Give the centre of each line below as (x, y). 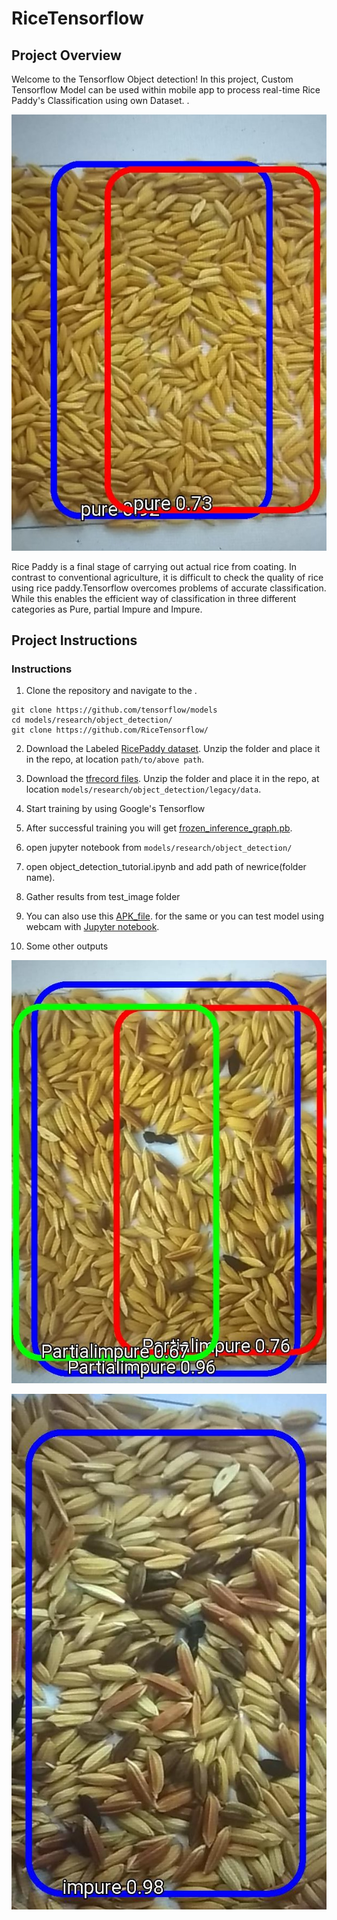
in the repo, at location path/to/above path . (115, 759)
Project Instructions (74, 640)
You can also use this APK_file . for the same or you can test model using (174, 916)
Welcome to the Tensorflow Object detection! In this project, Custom (152, 79)
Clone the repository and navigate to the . (111, 691)
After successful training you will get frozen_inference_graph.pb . (159, 828)
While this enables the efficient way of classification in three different (154, 598)
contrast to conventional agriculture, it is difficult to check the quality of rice (167, 577)
